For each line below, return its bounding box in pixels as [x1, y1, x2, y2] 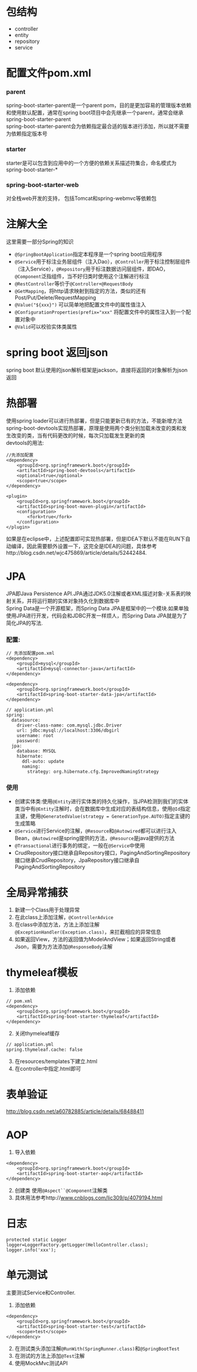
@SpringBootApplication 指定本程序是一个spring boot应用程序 [14, 251, 163, 258]
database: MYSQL [16, 748, 57, 754]
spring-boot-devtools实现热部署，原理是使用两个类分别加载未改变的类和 [6, 424, 182, 431]
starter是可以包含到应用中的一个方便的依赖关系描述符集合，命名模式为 [6, 159, 177, 166]
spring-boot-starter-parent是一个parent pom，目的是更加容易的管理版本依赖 [6, 102, 192, 109]
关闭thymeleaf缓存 [14, 1030, 60, 1037]
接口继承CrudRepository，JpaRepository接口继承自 [14, 857, 140, 864]
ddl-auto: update [21, 758, 65, 765]
